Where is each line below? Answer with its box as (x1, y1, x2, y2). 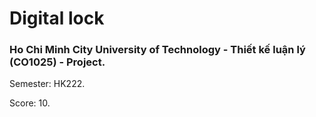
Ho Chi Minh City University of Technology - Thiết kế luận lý (9, 43, 306, 57)
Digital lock (9, 7, 105, 30)
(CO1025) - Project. (9, 55, 106, 69)
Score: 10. (9, 97, 51, 109)
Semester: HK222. (9, 78, 86, 90)
